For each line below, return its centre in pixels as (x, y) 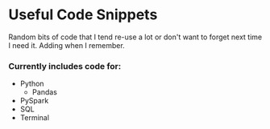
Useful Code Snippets (83, 15)
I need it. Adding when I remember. (66, 45)
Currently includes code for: (65, 66)
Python (32, 84)
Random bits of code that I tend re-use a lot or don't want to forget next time (135, 37)
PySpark (34, 101)
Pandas (45, 92)
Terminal (35, 118)
